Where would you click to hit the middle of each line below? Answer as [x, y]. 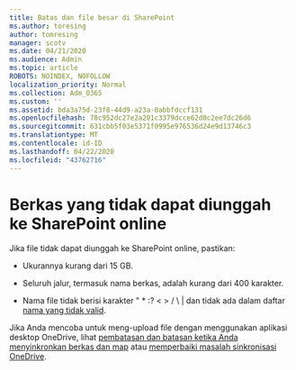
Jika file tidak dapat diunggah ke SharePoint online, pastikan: [122, 248]
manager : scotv [38, 43]
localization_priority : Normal [68, 85]
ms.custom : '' [36, 101]
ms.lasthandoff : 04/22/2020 [62, 151]
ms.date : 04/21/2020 [48, 51]
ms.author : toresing [48, 26]
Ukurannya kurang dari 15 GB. [77, 266]
